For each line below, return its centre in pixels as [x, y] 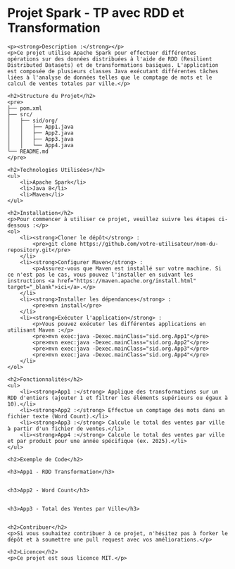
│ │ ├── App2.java [40, 133]
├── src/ [20, 114]
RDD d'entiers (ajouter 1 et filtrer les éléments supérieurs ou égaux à [118, 398]
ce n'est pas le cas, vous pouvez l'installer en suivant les [100, 275]
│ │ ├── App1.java [40, 127]
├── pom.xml [25, 108]
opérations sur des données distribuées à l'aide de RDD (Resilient [110, 59]
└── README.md [28, 151]
